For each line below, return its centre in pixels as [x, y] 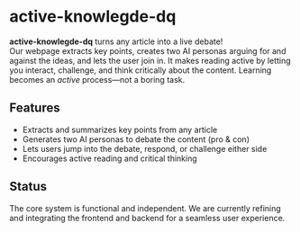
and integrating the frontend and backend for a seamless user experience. [147, 218]
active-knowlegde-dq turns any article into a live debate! [116, 41]
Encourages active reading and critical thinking [110, 158]
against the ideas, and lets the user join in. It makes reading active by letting [150, 60]
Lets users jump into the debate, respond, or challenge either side [145, 148]
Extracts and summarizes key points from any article [120, 129]
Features [35, 108]
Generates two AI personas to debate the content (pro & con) [136, 139]
